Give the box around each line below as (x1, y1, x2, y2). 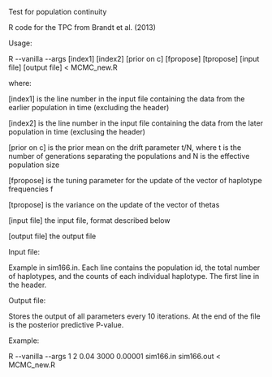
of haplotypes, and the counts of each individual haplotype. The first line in (8, 272, 260, 281)
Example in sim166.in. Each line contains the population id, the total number (8, 263, 261, 272)
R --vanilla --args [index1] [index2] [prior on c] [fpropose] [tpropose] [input (8, 54, 260, 63)
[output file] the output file (8, 231, 97, 241)
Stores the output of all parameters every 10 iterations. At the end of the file (8, 311, 261, 321)
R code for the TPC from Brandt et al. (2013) (8, 23, 156, 32)
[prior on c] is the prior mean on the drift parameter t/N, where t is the (8, 143, 242, 152)
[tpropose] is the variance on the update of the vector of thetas (8, 200, 220, 209)
